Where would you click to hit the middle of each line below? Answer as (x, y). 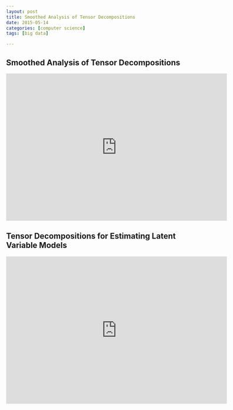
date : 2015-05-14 (27, 22)
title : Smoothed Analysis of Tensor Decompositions (71, 17)
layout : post (22, 11)
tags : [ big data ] (27, 34)
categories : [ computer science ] (46, 28)
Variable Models (37, 245)
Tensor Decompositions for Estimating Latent (91, 236)
